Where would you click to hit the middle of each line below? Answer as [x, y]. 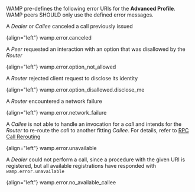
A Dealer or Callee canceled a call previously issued [69, 26]
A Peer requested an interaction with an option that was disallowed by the [96, 49]
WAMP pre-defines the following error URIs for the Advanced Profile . [91, 9]
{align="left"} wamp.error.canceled [49, 38]
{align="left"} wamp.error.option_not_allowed [61, 67]
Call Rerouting [23, 136]
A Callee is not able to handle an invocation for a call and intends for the [94, 124]
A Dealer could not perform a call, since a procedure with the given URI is [95, 160]
